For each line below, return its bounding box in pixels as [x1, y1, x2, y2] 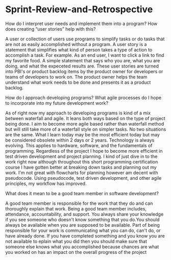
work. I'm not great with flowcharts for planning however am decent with [5, 170, 158, 176]
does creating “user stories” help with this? [5, 26, 96, 32]
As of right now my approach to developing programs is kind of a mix [5, 110, 151, 116]
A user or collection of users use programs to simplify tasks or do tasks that [5, 36, 165, 42]
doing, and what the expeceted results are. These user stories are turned [5, 63, 159, 69]
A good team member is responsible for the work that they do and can [5, 200, 153, 206]
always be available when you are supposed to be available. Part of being [5, 222, 160, 228]
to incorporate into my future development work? [5, 100, 109, 106]
